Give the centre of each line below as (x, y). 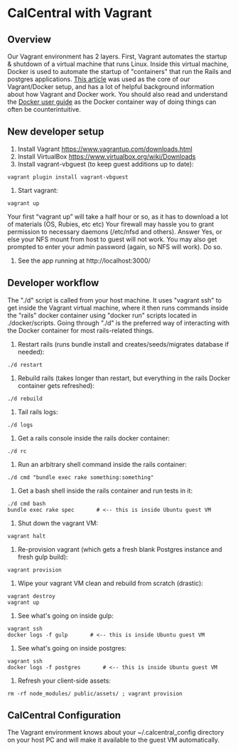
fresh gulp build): (43, 557)
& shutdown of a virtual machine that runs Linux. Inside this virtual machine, (118, 64)
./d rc (17, 451)
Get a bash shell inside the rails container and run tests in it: (105, 490)
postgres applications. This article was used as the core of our (99, 79)
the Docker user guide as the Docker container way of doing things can (112, 102)
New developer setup (56, 132)
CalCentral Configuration (64, 716)
